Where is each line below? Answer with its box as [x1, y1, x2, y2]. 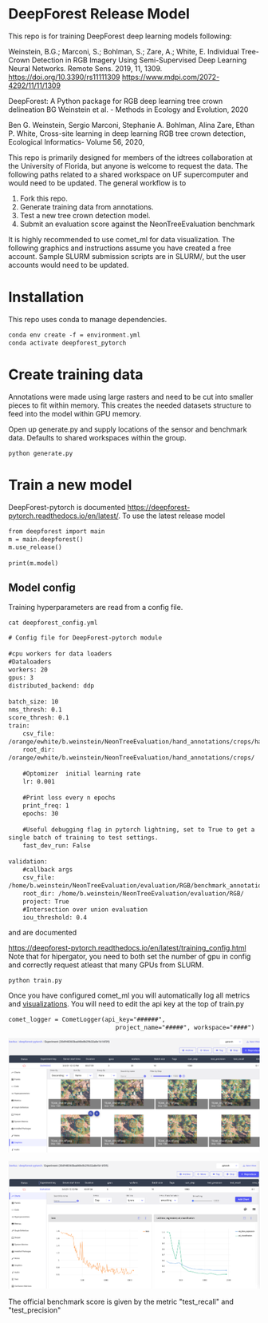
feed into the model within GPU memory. [8, 408, 142, 418]
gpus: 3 [8, 673, 34, 682]
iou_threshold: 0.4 [22, 913, 88, 922]
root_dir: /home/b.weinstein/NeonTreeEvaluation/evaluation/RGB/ [22, 889, 245, 898]
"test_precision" [8, 1305, 61, 1315]
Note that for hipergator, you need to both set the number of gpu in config [8, 951, 251, 961]
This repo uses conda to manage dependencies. [8, 314, 167, 324]
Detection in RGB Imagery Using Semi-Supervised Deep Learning [31, 55, 247, 65]
